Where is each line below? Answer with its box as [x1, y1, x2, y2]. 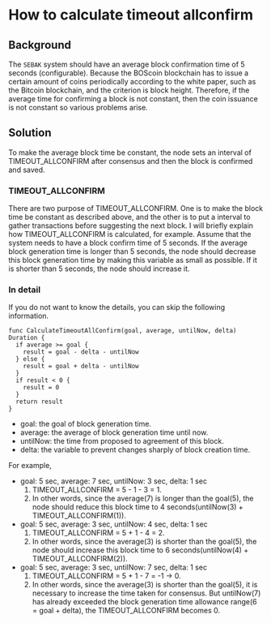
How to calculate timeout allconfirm [8, 6, 253, 24]
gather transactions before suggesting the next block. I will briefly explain [8, 221, 253, 230]
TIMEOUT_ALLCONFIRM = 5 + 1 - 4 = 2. [32, 528, 165, 538]
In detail [8, 284, 41, 295]
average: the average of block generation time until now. [19, 428, 209, 437]
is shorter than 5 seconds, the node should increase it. [8, 264, 190, 273]
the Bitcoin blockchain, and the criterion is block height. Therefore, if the [8, 85, 250, 95]
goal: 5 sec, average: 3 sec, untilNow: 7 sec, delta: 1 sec [19, 562, 208, 573]
